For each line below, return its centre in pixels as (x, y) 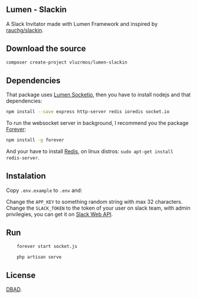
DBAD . (14, 289)
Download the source (46, 49)
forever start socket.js (47, 246)
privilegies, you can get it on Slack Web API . (59, 214)
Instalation (26, 176)
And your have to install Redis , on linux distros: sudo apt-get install (90, 151)
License (21, 275)
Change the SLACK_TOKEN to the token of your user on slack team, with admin (98, 208)
